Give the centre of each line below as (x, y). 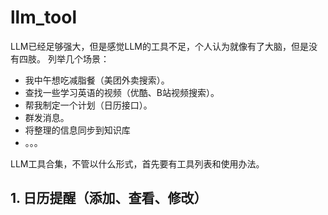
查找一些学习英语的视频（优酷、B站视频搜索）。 (122, 92)
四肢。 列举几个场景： (64, 58)
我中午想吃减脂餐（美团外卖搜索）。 (97, 80)
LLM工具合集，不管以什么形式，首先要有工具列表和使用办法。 (137, 163)
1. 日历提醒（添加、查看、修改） (109, 198)
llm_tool (43, 17)
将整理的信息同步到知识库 (77, 130)
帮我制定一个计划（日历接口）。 (88, 105)
